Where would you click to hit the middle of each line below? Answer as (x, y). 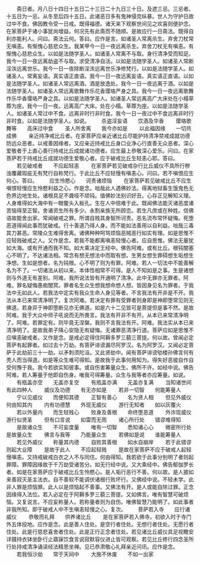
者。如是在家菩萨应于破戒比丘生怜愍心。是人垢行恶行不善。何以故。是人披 (97, 472)
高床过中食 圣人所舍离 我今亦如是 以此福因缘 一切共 (109, 128)
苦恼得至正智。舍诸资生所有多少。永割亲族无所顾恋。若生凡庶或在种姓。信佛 (100, 210)
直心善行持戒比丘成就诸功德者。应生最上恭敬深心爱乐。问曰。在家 (113, 151)
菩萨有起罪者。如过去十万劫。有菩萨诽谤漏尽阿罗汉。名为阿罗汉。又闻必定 (97, 345)
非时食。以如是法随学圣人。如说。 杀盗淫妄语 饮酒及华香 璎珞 (96, 121)
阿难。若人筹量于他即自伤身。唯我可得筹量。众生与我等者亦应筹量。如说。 (97, 375)
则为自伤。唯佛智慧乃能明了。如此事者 (147, 502)
